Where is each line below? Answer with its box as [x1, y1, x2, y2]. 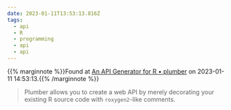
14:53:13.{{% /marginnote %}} [13, 74, 100, 82]
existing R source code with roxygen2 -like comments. [24, 95, 176, 103]
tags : [7, 16, 23, 23]
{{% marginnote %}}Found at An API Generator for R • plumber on [7, 67, 196, 76]
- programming [13, 36, 54, 43]
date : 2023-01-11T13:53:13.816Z [7, 10, 100, 17]
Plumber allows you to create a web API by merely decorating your [24, 87, 214, 96]
